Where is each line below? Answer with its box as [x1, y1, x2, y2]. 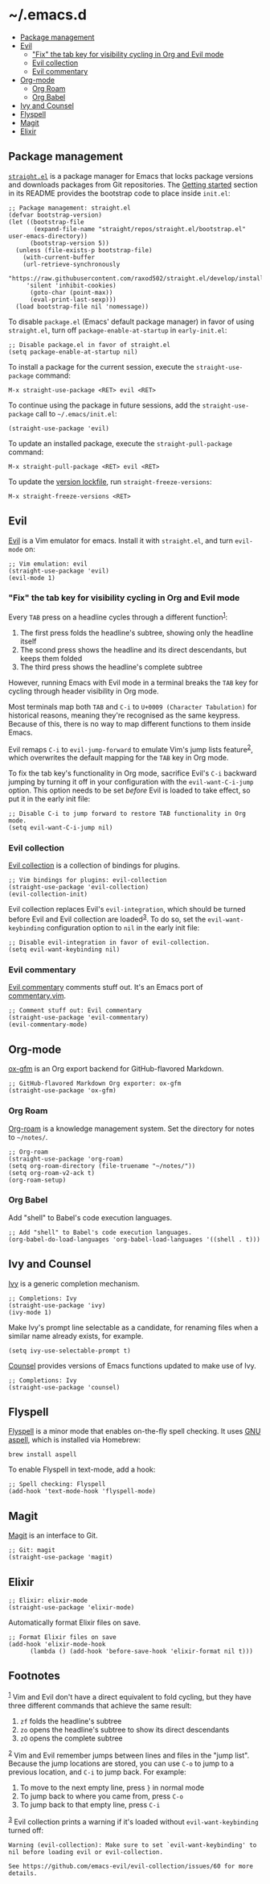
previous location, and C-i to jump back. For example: [8, 1767, 186, 1777]
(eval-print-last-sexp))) [29, 296, 117, 304]
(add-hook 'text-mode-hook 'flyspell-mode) [8, 1488, 157, 1496]
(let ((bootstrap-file [8, 217, 84, 226]
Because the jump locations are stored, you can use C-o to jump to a [8, 1758, 235, 1769]
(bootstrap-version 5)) [29, 239, 110, 247]
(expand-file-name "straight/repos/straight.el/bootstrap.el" [33, 225, 247, 233]
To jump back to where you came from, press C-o [19, 1791, 183, 1801]
